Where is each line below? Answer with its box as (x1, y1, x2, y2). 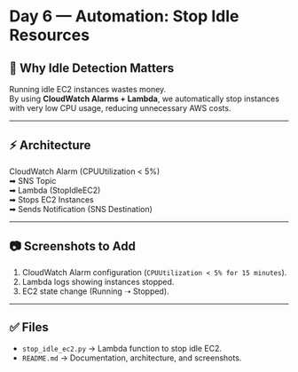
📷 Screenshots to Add (9, 239, 136, 254)
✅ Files (9, 320, 49, 335)
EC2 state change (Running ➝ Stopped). (21, 286, 170, 297)
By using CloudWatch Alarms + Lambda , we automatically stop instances (9, 93, 279, 104)
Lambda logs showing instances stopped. (21, 276, 175, 287)
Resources (9, 25, 90, 45)
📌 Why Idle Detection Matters (9, 60, 175, 75)
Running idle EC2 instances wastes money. (9, 84, 167, 94)
